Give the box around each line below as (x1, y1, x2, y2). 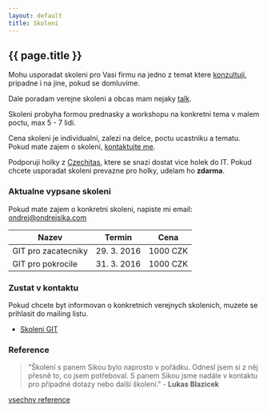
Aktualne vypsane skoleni (8, 186, 112, 197)
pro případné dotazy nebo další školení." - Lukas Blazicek (27, 379, 220, 389)
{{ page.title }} (8, 49, 82, 62)
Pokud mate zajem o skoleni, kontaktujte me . (8, 142, 156, 152)
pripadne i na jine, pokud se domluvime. (8, 78, 141, 88)
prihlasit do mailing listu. (8, 309, 89, 318)
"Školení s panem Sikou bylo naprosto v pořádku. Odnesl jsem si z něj (27, 362, 258, 372)
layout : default (8, 11, 62, 20)
